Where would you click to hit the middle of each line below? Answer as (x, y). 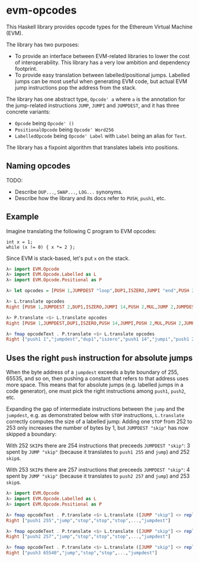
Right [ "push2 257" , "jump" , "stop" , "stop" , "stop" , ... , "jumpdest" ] (88, 537)
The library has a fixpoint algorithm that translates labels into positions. (93, 147)
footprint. (26, 68)
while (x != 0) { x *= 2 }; (41, 247)
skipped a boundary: (31, 434)
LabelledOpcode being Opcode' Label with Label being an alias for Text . (101, 136)
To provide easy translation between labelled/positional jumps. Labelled (102, 75)
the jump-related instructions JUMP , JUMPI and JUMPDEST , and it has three (93, 105)
